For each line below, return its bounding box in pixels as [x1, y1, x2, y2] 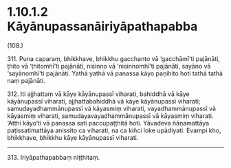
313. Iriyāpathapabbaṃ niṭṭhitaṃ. [7, 153, 100, 161]
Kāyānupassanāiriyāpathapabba [7, 19, 198, 34]
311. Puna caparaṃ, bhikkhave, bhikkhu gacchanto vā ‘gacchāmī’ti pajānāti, [7, 54, 220, 62]
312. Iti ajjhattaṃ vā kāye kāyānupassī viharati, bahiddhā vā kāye [7, 90, 190, 98]
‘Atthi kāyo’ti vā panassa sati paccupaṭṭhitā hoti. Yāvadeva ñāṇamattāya [7, 119, 210, 127]
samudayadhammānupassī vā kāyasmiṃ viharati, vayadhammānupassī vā [7, 104, 217, 112]
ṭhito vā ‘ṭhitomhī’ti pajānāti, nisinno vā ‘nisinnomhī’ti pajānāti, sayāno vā [7, 62, 211, 70]
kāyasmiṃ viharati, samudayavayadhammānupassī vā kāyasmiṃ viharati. [7, 111, 214, 120]
